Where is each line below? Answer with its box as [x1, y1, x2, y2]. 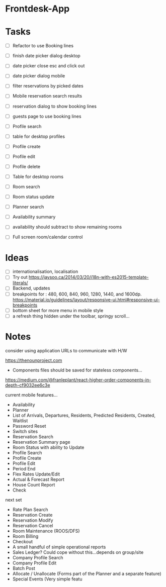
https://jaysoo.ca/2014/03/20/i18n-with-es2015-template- [28, 274, 149, 280]
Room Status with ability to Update [12, 444, 85, 450]
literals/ [12, 280, 29, 286]
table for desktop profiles [12, 133, 65, 139]
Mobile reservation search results [12, 93, 82, 99]
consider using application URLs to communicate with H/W [5, 347, 127, 353]
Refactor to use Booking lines [12, 43, 74, 49]
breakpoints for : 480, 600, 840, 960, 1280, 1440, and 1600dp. [12, 291, 142, 297]
